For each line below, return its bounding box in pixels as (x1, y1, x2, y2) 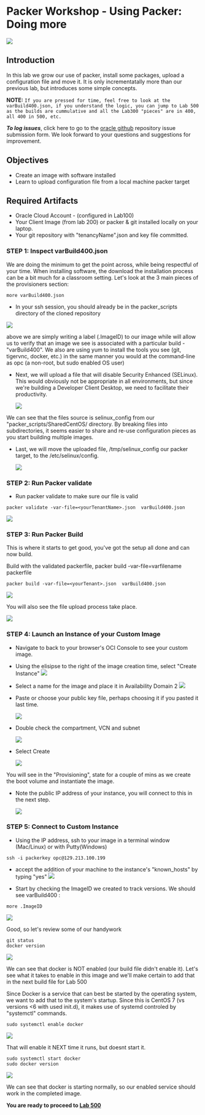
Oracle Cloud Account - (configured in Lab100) (15, 212, 134, 219)
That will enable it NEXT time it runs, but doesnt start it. (6, 1043, 146, 1051)
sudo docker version (6, 1060, 60, 1067)
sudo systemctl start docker (6, 1055, 81, 1062)
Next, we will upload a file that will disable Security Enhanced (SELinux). (15, 371, 198, 378)
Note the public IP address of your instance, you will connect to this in (15, 789, 193, 797)
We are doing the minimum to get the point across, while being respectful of (6, 261, 199, 268)
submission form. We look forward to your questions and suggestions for (6, 131, 191, 138)
